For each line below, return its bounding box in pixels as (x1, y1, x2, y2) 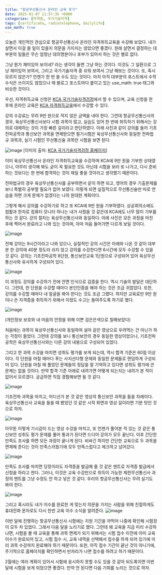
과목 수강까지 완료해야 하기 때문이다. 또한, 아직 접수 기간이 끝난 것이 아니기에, (10, 542, 156, 548)
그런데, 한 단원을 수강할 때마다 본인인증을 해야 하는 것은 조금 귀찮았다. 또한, (11, 285, 153, 291)
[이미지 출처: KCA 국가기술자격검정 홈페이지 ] (23, 147, 107, 153)
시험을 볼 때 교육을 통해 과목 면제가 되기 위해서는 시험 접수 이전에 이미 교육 (15, 530, 156, 536)
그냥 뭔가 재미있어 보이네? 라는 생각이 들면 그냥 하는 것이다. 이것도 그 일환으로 (5, 62, 151, 68)
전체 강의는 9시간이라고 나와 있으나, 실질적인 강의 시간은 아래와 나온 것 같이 (5, 241, 147, 247)
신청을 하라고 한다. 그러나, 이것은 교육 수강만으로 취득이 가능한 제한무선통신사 (5, 470, 151, 476)
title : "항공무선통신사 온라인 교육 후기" (5, 7, 78, 12)
